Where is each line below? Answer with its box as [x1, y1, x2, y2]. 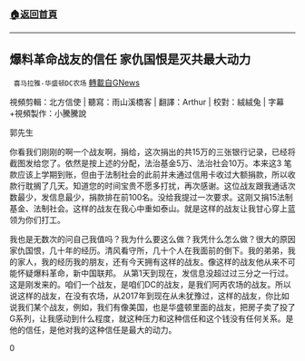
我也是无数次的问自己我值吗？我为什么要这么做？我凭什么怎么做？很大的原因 [9, 234, 296, 245]
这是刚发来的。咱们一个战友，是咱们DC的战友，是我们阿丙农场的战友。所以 [9, 279, 292, 290]
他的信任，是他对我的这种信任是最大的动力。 [9, 325, 177, 336]
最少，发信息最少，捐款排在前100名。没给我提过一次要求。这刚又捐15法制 [16, 192, 293, 203]
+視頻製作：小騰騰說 [9, 108, 87, 119]
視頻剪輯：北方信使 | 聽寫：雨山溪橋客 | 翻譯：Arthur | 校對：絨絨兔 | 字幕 [9, 97, 284, 108]
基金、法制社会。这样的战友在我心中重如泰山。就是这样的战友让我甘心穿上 [9, 203, 288, 214]
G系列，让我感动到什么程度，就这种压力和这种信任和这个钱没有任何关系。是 [9, 313, 294, 324]
